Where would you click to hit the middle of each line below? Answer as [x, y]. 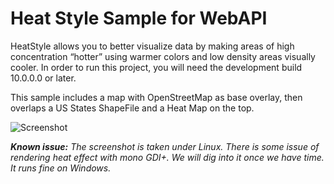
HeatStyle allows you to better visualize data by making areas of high [152, 46]
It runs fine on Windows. [61, 168]
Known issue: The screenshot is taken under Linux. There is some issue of [165, 146]
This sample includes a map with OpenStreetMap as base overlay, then [156, 97]
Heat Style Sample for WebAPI [139, 18]
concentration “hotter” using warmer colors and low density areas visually [163, 56]
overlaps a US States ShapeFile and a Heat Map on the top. [132, 108]
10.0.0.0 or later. [43, 78]
